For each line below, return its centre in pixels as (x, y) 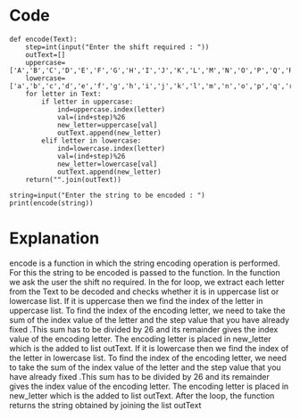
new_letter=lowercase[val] (107, 164)
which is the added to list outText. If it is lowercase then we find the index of (149, 348)
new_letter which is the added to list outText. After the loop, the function (142, 395)
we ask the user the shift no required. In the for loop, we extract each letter (147, 282)
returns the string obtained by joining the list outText (105, 405)
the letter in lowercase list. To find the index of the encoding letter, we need (148, 357)
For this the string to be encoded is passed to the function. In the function (145, 272)
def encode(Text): (43, 39)
